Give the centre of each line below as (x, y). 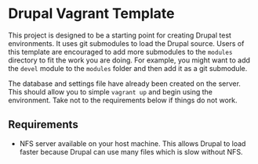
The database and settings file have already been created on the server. (125, 84)
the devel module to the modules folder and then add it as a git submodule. (128, 68)
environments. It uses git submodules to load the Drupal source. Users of (126, 43)
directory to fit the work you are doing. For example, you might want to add (129, 60)
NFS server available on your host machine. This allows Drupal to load (133, 143)
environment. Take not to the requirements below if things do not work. (123, 100)
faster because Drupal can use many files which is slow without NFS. (131, 152)
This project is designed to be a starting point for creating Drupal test (120, 35)
